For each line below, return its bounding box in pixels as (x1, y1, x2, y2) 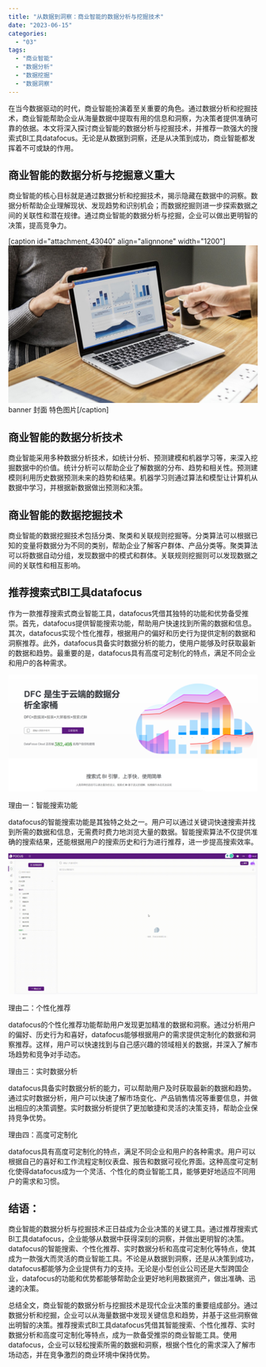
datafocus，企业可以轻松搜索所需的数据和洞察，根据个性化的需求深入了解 (8, 1340, 249, 1350)
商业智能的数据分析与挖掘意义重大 (8, 169, 175, 182)
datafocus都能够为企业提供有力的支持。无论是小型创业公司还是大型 (8, 1264, 228, 1273)
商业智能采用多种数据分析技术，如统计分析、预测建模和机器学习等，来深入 (8, 453, 251, 463)
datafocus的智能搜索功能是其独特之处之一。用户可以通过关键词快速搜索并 (8, 818, 249, 827)
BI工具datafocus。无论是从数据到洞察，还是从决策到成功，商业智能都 (21, 133, 249, 143)
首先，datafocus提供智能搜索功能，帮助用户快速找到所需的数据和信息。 (21, 618, 256, 628)
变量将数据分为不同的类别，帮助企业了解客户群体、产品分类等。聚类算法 (21, 541, 258, 550)
